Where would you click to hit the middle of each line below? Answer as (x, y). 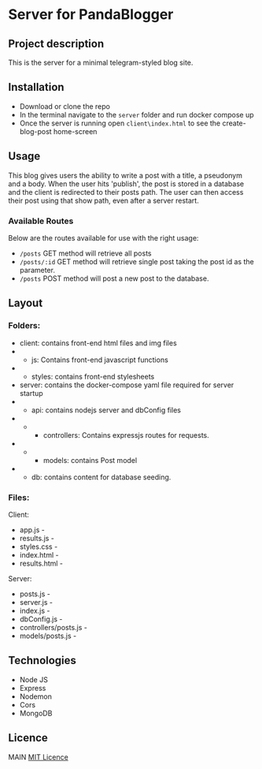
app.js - (32, 529)
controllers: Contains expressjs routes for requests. (126, 435)
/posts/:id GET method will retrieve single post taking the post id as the (137, 261)
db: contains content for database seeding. (101, 477)
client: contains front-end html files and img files (98, 343)
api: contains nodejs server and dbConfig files (106, 410)
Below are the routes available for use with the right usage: (103, 237)
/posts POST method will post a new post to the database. (114, 278)
